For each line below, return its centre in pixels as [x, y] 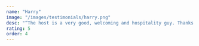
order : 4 [17, 34]
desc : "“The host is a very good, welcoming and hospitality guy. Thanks [100, 23]
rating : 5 [19, 28]
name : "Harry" [24, 12]
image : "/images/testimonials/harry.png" [59, 17]
